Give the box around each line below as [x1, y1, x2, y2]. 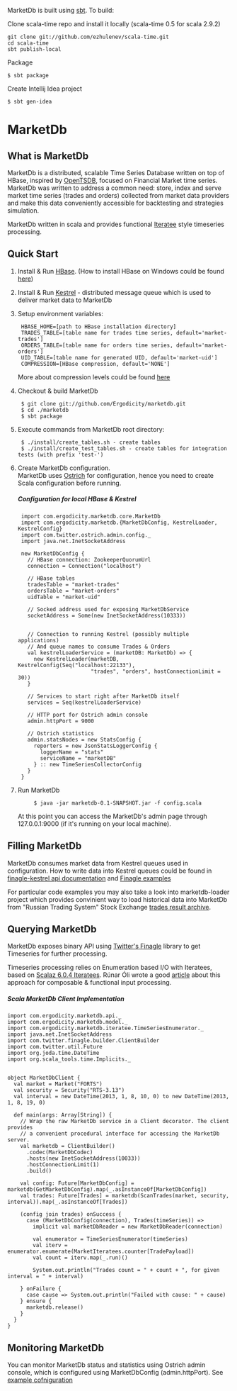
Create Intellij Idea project [7, 84, 83, 93]
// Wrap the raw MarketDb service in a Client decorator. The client [20, 1118, 230, 1125]
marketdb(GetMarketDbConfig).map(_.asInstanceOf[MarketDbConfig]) [7, 1186, 207, 1193]
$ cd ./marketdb [21, 406, 69, 413]
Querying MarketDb [7, 923, 97, 935]
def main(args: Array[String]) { [13, 1112, 112, 1119]
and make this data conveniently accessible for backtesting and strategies [7, 199, 224, 207]
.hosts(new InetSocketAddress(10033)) [25, 1155, 141, 1162]
